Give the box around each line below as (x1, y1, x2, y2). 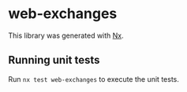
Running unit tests (8, 53, 100, 67)
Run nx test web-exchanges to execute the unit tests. (8, 74, 179, 83)
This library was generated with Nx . (8, 31, 124, 40)
